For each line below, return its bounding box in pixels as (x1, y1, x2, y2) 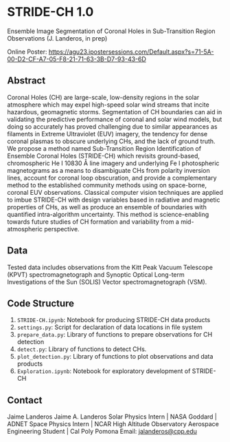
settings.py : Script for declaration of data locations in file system (16, 323, 203, 331)
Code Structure (7, 297, 74, 309)
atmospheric (7, 224, 43, 233)
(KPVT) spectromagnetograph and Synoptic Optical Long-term (7, 270, 185, 279)
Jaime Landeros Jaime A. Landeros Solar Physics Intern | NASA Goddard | (7, 412, 218, 421)
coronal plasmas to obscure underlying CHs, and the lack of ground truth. (7, 137, 216, 145)
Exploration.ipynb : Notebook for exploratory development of (16, 367, 191, 375)
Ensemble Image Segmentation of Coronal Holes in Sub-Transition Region (7, 27, 216, 35)
